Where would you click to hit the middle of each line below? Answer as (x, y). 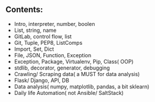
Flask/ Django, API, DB (41, 80)
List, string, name (35, 30)
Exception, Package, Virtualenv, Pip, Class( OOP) (74, 61)
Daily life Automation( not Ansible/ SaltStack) (69, 93)
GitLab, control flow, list (43, 36)
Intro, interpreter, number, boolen (54, 24)
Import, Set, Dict (34, 49)
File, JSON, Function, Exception (53, 55)
